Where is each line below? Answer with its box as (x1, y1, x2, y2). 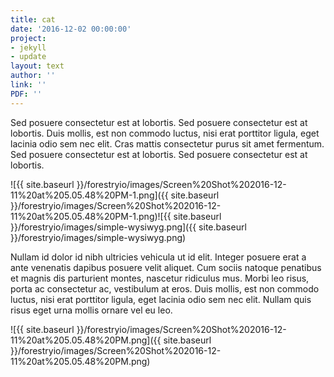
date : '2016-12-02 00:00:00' (10, 24, 132, 34)
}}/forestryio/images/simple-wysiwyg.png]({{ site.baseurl (10, 221, 247, 233)
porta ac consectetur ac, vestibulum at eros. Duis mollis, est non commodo (10, 282, 320, 295)
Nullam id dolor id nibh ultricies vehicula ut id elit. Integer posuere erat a (10, 251, 307, 263)
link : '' (10, 80, 47, 90)
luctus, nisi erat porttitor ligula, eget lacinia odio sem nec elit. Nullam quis (10, 293, 312, 305)
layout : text (10, 61, 65, 71)
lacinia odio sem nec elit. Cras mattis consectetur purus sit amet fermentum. (10, 137, 325, 150)
